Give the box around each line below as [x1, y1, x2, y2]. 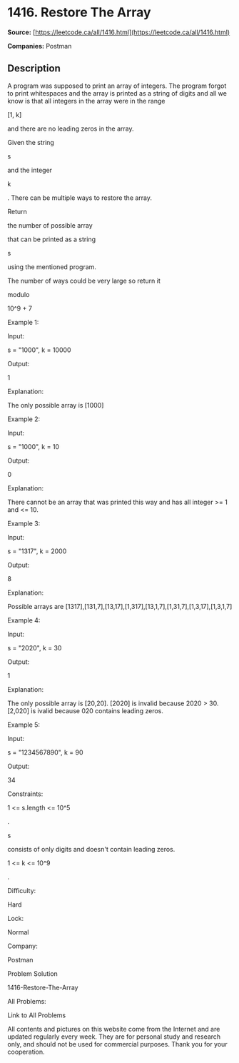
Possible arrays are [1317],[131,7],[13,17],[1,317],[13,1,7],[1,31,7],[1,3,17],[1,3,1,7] [7, 602, 233, 610]
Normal [7, 927, 29, 936]
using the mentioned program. [7, 262, 96, 271]
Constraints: [7, 790, 44, 798]
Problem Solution [7, 969, 59, 978]
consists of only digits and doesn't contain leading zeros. [7, 845, 176, 853]
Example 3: [7, 519, 41, 528]
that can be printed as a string [7, 235, 96, 243]
